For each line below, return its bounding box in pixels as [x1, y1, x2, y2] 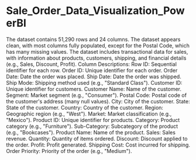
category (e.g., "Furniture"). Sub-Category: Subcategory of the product [6, 123, 178, 130]
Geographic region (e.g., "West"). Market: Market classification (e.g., [6, 110, 172, 117]
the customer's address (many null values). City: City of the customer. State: [6, 98, 190, 105]
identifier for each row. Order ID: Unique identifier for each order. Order [6, 67, 178, 74]
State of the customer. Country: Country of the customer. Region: [6, 104, 164, 111]
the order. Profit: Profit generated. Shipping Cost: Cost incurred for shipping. [6, 141, 190, 148]
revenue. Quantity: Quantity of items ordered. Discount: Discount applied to [6, 135, 188, 142]
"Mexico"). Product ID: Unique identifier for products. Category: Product [6, 116, 180, 123]
